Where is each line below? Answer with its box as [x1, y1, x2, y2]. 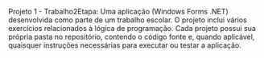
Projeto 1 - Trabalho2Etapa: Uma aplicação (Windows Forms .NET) [8, 7, 229, 16]
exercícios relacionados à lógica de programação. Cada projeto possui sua [8, 24, 256, 33]
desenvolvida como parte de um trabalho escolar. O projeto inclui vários [8, 15, 247, 25]
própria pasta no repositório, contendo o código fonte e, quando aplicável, [8, 32, 255, 41]
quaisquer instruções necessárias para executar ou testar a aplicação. [8, 41, 241, 50]
